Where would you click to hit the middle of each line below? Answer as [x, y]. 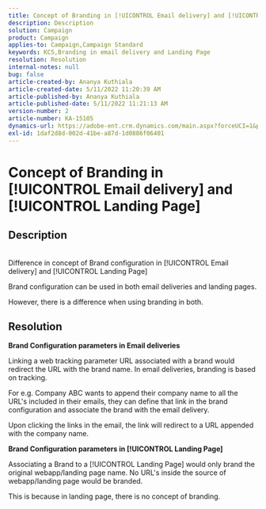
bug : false [26, 74]
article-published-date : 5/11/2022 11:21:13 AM [88, 104]
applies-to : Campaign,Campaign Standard [76, 45]
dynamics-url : [32, 126]
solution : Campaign [40, 30]
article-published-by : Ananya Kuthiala [74, 97]
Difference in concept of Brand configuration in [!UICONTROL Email [118, 263]
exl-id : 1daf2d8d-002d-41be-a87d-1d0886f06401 [86, 133]
